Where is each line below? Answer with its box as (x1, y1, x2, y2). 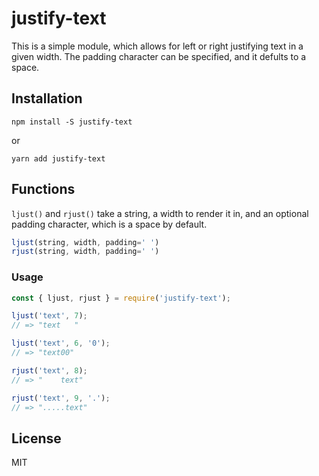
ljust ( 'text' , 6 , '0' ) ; (11, 338, 111, 349)
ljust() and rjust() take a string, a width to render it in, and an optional (11, 207, 309, 219)
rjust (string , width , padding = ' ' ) (11, 247, 160, 257)
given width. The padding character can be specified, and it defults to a (11, 50, 307, 62)
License (11, 430, 62, 447)
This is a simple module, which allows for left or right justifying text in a (11, 40, 304, 52)
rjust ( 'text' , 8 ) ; (11, 365, 88, 376)
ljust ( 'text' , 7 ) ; (11, 311, 88, 321)
